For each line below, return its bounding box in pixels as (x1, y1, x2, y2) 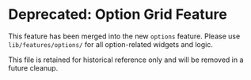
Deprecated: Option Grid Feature (8, 5, 227, 24)
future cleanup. (8, 63, 59, 72)
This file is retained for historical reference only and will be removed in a (8, 55, 244, 64)
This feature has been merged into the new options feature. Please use (8, 31, 241, 41)
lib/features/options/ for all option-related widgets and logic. (8, 39, 214, 49)
